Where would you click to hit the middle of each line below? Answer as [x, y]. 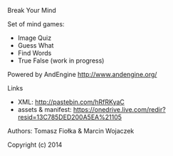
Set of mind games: [36, 24]
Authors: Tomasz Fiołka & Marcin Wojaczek [71, 131]
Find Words [35, 53]
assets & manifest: [45, 109]
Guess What [36, 45]
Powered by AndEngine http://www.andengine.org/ [82, 74]
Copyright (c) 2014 [35, 145]
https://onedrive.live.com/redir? [120, 109]
